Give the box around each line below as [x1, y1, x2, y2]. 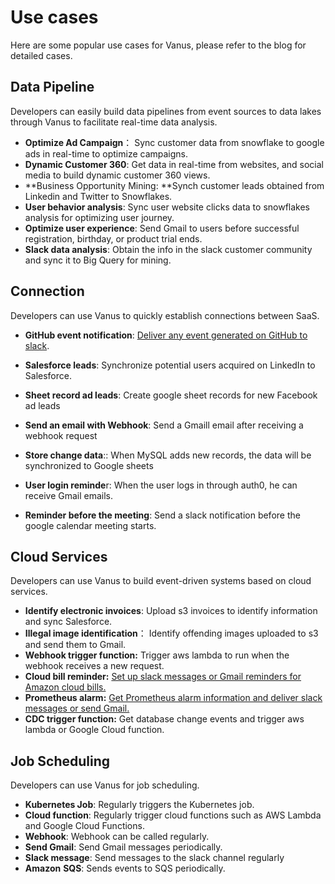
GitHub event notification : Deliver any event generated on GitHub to [24, 329, 308, 341]
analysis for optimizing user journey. [24, 211, 175, 223]
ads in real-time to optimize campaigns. [24, 147, 189, 160]
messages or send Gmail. [24, 702, 130, 715]
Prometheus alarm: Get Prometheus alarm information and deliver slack [24, 692, 323, 704]
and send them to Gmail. [24, 639, 127, 651]
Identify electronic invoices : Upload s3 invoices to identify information [24, 605, 318, 617]
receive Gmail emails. [24, 489, 114, 501]
